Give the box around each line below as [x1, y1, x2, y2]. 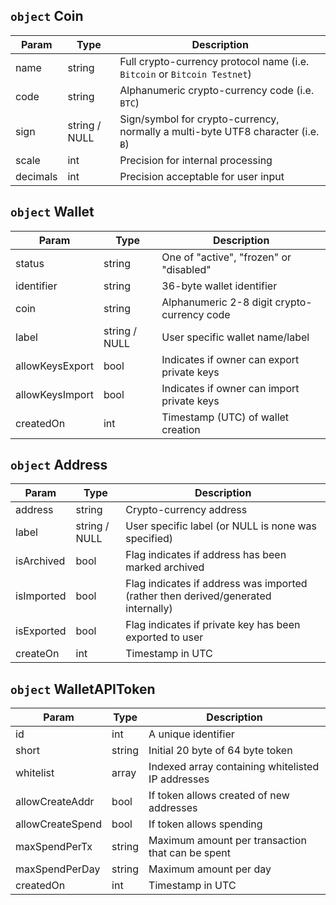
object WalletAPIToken [10, 680, 156, 698]
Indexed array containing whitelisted [148, 760, 320, 774]
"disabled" [161, 262, 212, 276]
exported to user [125, 630, 204, 644]
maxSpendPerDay [15, 862, 101, 876]
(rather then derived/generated [125, 589, 272, 603]
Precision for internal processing [119, 153, 273, 167]
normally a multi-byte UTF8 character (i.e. [119, 124, 320, 138]
